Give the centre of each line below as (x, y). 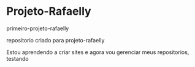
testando (17, 58)
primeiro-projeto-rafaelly (38, 28)
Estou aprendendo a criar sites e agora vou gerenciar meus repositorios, (98, 52)
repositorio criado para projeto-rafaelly (55, 40)
